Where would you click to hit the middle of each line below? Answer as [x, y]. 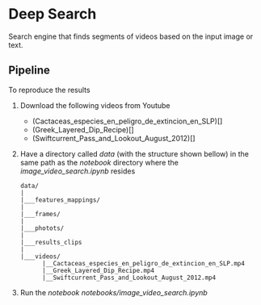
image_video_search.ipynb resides [78, 171]
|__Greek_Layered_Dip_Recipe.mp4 [98, 270]
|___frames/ [40, 214]
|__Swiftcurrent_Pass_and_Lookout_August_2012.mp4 [129, 278]
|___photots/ [42, 228]
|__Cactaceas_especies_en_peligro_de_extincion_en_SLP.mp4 [143, 263]
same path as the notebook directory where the [99, 162]
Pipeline [29, 71]
